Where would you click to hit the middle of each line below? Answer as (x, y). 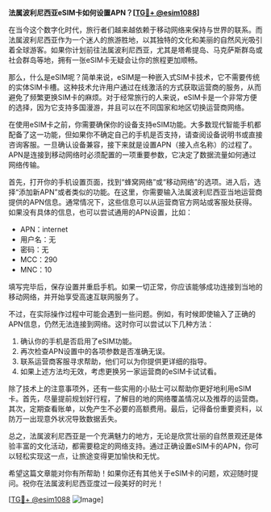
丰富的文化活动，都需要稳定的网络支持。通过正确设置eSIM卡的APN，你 (133, 446)
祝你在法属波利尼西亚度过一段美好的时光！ (93, 483)
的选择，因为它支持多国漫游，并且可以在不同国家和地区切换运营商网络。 (128, 107)
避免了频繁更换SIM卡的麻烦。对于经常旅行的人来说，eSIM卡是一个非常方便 (133, 97)
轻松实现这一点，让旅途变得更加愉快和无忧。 (89, 456)
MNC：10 (36, 270)
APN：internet (44, 229)
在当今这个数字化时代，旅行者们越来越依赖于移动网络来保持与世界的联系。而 (135, 30)
